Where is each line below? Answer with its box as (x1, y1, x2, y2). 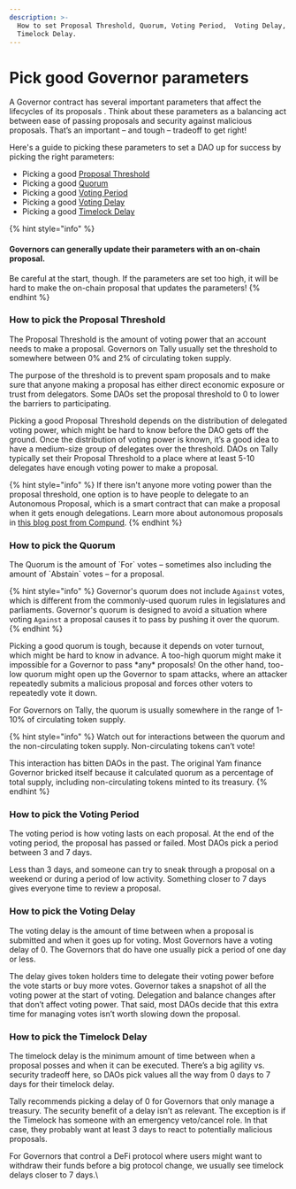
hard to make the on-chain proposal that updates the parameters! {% (9, 282, 261, 293)
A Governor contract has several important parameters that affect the (9, 97, 262, 107)
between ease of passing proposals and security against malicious (9, 116, 253, 127)
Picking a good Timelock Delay (21, 206, 135, 217)
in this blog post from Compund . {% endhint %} (9, 517, 183, 528)
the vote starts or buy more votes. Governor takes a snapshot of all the (9, 980, 267, 991)
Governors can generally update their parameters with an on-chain (9, 243, 261, 254)
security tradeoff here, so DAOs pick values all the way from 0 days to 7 (9, 1069, 271, 1080)
